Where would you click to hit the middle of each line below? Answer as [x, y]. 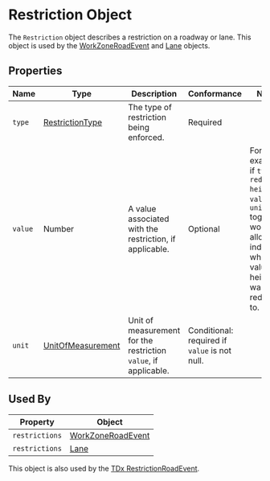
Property [37, 421]
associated [149, 219]
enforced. [146, 137]
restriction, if [152, 239]
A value [142, 208]
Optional [204, 228]
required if [207, 340]
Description [154, 93]
